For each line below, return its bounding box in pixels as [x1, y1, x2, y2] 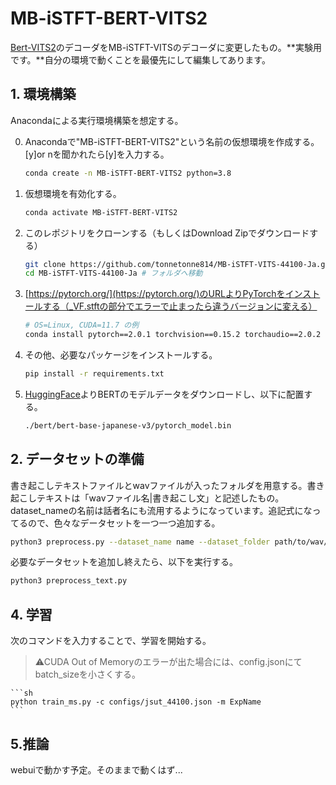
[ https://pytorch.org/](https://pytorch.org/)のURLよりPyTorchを [24, 288, 286, 300]
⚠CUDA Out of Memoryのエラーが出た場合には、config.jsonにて [34, 656, 303, 668]
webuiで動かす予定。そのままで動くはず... [10, 763, 183, 776]
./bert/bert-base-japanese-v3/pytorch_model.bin [24, 420, 232, 431]
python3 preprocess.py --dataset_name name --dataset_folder [10, 537, 271, 547]
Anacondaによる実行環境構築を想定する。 [10, 114, 184, 126]
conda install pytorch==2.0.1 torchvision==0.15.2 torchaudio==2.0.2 [24, 330, 322, 340]
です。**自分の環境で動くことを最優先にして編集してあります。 [10, 53, 271, 66]
